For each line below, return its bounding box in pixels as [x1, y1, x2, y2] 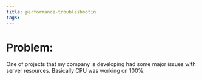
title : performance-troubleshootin [6, 8, 96, 15]
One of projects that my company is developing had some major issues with [6, 61, 196, 68]
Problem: [6, 41, 53, 55]
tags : [6, 15, 20, 21]
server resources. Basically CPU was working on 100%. [6, 67, 146, 75]
